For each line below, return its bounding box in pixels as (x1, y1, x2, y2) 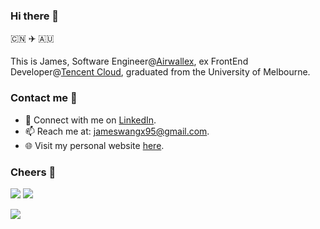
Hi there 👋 (10, 9, 60, 23)
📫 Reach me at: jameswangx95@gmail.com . (24, 125, 210, 137)
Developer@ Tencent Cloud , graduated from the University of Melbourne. (10, 66, 311, 78)
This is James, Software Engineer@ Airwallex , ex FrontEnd (10, 55, 249, 68)
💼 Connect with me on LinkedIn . (24, 114, 157, 126)
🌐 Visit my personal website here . (24, 139, 165, 151)
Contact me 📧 (10, 91, 78, 105)
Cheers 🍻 (10, 165, 57, 179)
